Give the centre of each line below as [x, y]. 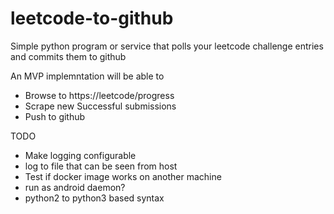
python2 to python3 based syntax [94, 198]
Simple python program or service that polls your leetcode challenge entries [167, 46]
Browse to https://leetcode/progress [99, 95]
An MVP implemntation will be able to [87, 76]
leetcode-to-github [92, 18]
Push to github [55, 116]
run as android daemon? [75, 187]
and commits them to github [68, 56]
